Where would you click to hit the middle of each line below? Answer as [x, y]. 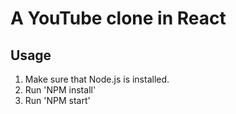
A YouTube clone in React [118, 18]
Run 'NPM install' [60, 90]
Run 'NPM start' [57, 100]
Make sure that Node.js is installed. [97, 79]
